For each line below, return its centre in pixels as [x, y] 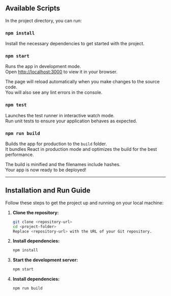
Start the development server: [45, 260]
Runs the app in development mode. [43, 67]
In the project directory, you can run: [44, 20]
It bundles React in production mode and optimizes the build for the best [81, 149]
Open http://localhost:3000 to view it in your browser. [62, 72]
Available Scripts [33, 8]
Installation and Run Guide [48, 191]
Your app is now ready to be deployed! [46, 170]
